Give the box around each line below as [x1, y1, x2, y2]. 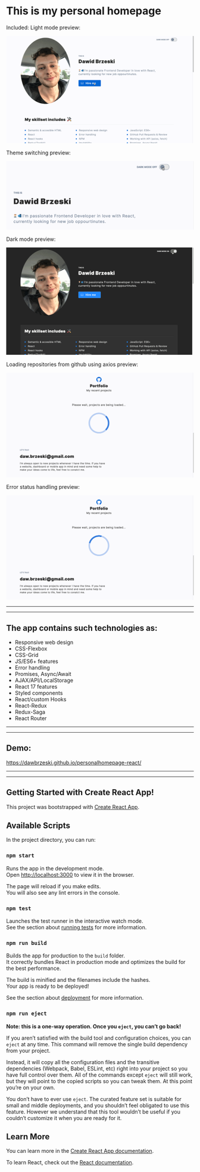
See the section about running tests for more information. [6, 924, 147, 931]
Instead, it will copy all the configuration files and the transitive [6, 1058, 160, 1065]
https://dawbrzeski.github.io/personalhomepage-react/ [6, 759, 142, 766]
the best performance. [6, 965, 61, 972]
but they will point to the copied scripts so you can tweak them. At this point [6, 1077, 192, 1084]
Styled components [14, 689, 63, 696]
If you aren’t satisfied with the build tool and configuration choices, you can [6, 1034, 192, 1041]
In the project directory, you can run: [6, 836, 96, 844]
